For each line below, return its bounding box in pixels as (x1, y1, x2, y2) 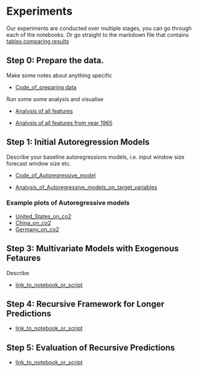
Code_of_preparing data (15, 83, 77, 91)
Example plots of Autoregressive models (6, 199, 130, 207)
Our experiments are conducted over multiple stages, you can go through (6, 25, 192, 32)
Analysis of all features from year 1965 (15, 119, 113, 126)
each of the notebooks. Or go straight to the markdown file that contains (6, 31, 189, 38)
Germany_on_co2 (15, 226, 59, 233)
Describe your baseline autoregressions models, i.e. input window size (6, 153, 185, 161)
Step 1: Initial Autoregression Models (6, 137, 150, 148)
